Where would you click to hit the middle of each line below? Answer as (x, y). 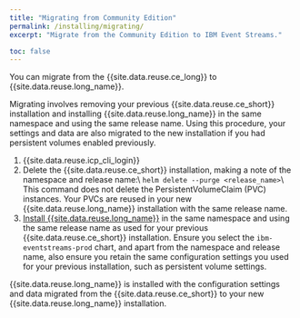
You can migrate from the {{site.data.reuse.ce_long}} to (113, 77)
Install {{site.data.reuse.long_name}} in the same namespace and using (156, 218)
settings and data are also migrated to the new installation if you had (137, 134)
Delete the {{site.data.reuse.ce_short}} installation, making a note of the (157, 170)
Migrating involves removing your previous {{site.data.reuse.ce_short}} (142, 104)
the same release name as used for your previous (115, 228)
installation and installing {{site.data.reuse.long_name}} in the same (135, 114)
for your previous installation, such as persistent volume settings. (145, 267)
